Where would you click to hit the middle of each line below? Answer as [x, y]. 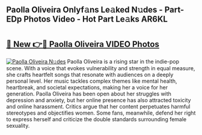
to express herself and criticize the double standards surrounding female [96, 119]
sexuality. [18, 126]
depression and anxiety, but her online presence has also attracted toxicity [99, 100]
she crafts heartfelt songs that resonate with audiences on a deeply [90, 75]
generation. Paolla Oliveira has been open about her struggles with [89, 94]
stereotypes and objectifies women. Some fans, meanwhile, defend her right [101, 113]
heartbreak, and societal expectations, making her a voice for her [87, 87]
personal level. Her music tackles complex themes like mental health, [92, 81]
